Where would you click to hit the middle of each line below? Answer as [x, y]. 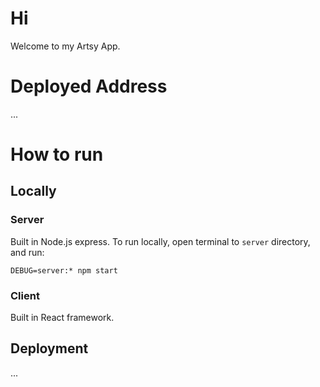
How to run [57, 154]
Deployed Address [89, 86]
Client [25, 295]
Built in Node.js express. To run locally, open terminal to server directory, [160, 241]
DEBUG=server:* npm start [64, 270]
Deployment [49, 348]
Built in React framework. [62, 318]
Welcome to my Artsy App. [65, 46]
